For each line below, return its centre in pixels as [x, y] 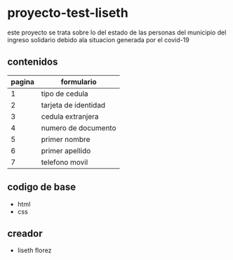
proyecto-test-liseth [68, 13]
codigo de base [41, 187]
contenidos [33, 62]
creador [25, 233]
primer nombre [66, 139]
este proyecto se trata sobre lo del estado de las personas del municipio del [117, 32]
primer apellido [66, 150]
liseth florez [34, 250]
